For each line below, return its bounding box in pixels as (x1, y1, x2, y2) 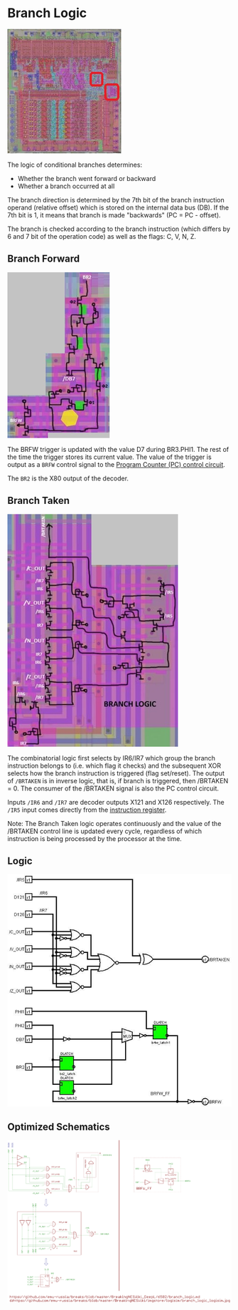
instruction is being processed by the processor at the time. (7, 834, 183, 842)
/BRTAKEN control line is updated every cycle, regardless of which (7, 827, 202, 835)
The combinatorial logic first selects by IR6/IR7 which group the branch (7, 753, 215, 762)
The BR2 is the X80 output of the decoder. (7, 474, 129, 483)
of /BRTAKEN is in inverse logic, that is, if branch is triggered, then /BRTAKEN (7, 776, 229, 785)
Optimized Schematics (7, 1120, 110, 1133)
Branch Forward (7, 253, 80, 265)
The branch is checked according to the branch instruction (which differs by (7, 225, 231, 233)
